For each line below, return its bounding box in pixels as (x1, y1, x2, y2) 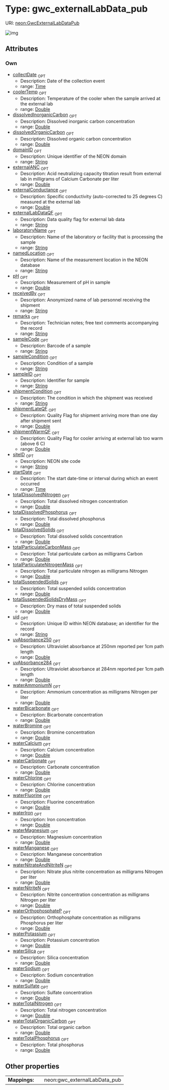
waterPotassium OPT (12, 930, 56, 938)
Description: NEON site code (20, 458, 80, 464)
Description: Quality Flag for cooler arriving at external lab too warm (20, 435, 163, 441)
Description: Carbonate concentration (20, 764, 100, 770)
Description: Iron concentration (20, 816, 86, 822)
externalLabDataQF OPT (12, 210, 63, 217)
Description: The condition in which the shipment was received (20, 395, 153, 401)
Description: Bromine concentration (20, 729, 95, 735)
